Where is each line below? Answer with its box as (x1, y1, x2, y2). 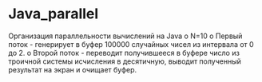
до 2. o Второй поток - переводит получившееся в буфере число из (8, 48, 240, 57)
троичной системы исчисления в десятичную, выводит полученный (8, 57, 242, 66)
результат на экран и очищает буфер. (8, 64, 137, 74)
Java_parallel (8, 5, 99, 23)
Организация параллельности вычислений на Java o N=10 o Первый (8, 31, 243, 41)
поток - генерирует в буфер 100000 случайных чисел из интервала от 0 (8, 39, 254, 49)
